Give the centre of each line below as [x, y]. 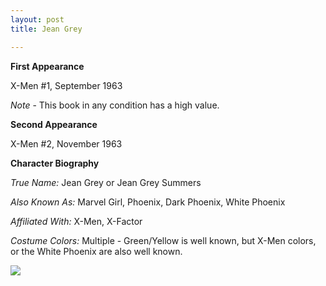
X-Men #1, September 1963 [66, 85]
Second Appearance [54, 124]
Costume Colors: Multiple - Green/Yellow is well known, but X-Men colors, [163, 240]
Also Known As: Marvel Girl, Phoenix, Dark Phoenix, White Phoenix [148, 202]
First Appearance [47, 66]
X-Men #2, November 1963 [66, 143]
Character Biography [55, 163]
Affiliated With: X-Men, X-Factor [76, 221]
